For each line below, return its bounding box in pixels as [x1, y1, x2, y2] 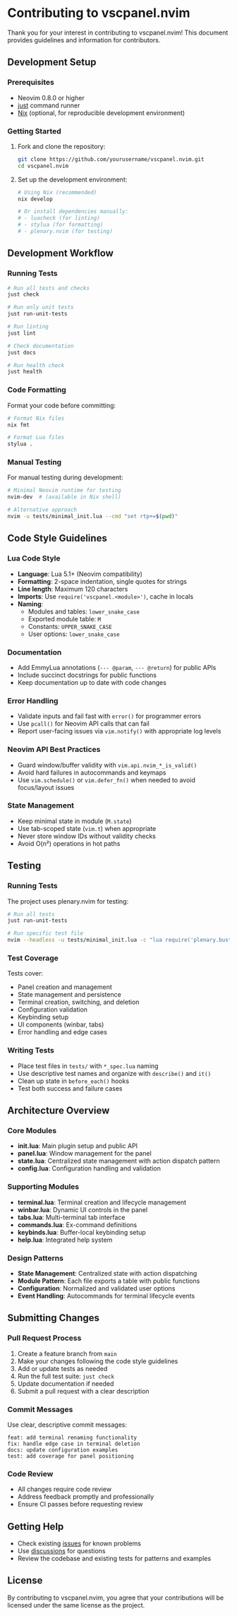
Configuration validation [17, 1005, 88, 1014]
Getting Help [7, 1520, 64, 1533]
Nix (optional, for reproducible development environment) [17, 108, 186, 117]
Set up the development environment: [17, 175, 128, 184]
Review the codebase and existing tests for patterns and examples [17, 1554, 212, 1562]
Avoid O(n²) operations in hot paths [17, 839, 121, 848]
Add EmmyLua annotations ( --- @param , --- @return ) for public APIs [17, 663, 217, 671]
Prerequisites [7, 78, 54, 88]
